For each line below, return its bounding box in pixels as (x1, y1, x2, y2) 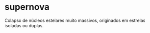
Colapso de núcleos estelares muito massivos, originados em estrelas (4, 17, 146, 23)
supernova (4, 1, 50, 13)
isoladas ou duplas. (4, 22, 44, 28)
